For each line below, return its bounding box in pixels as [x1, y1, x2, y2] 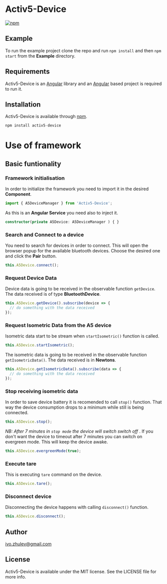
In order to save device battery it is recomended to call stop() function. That [5, 399, 162, 405]
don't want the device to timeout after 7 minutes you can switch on [5, 433, 143, 439]
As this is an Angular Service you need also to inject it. [5, 210, 118, 216]
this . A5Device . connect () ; [5, 263, 59, 268]
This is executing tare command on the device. [5, 471, 102, 477]
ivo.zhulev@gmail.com [5, 541, 52, 547]
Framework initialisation [5, 174, 65, 181]
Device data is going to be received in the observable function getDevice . [5, 286, 156, 292]
